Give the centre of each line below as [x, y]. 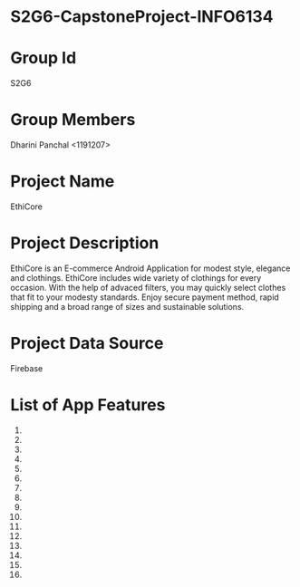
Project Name [63, 182]
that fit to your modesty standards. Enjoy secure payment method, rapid [145, 297]
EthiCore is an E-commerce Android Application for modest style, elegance [150, 268]
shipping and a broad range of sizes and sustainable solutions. [127, 306]
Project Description [85, 243]
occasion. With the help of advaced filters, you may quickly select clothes [148, 287]
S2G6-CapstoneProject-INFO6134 [142, 17]
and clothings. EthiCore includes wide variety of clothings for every [136, 277]
